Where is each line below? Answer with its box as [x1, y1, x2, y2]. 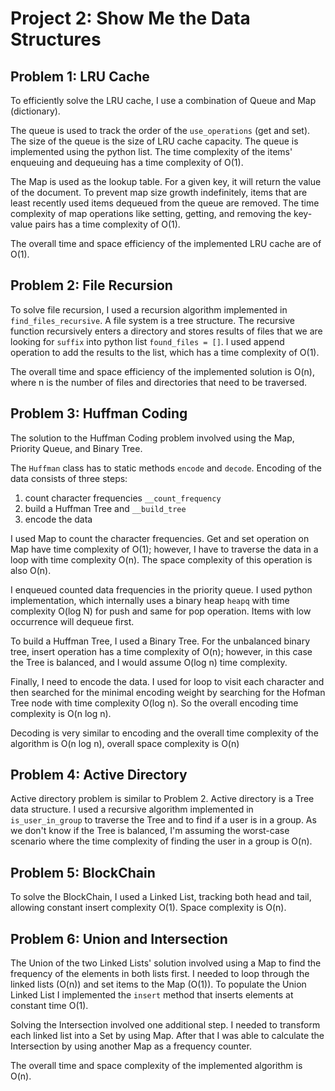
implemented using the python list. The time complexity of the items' [10, 146, 293, 157]
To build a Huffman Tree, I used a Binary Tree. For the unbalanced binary [10, 635, 311, 647]
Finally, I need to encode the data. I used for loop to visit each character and [10, 675, 325, 687]
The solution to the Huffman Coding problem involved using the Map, [10, 432, 295, 444]
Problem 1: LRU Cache [10, 68, 150, 85]
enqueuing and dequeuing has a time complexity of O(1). [10, 157, 244, 168]
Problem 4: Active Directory [10, 767, 188, 784]
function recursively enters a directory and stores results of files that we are [10, 325, 323, 337]
